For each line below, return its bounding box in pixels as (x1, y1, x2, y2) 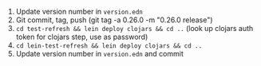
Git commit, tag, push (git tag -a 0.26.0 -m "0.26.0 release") (15, 15, 213, 25)
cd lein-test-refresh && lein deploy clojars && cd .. (15, 42, 203, 50)
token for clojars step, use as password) (15, 32, 148, 41)
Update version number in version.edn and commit (15, 49, 184, 58)
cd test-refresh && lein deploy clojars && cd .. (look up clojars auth (15, 24, 254, 33)
